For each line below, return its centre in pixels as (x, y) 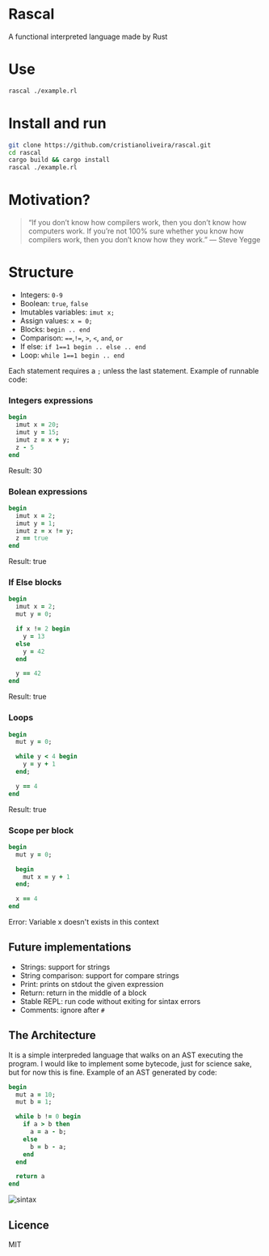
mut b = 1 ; (34, 1102)
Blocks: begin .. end (55, 330)
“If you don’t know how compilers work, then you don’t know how (137, 223)
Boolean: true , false (54, 304)
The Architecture (53, 1035)
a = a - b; (48, 1132)
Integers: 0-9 (41, 295)
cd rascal (25, 152)
